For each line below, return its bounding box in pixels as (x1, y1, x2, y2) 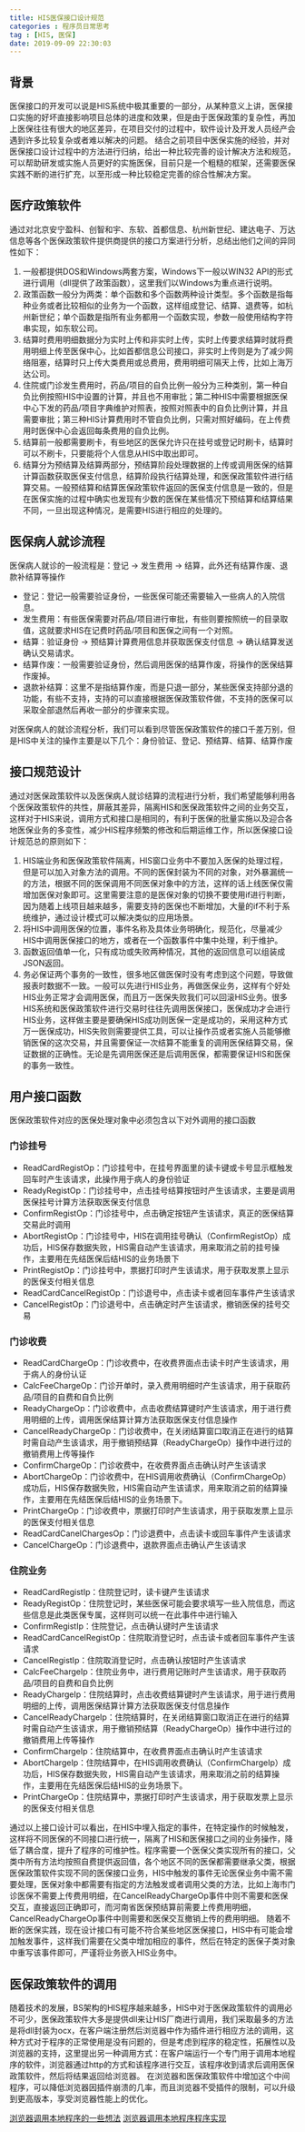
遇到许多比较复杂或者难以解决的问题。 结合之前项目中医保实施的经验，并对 (9, 135, 290, 146)
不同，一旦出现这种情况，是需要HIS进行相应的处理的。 (22, 504, 227, 515)
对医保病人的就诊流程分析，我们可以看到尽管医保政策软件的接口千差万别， (9, 723, 288, 734)
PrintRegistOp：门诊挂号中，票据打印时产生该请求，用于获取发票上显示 (22, 1264, 290, 1275)
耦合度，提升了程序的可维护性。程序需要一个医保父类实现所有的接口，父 (25, 1844, 296, 1856)
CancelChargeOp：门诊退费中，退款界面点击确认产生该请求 (22, 1539, 247, 1550)
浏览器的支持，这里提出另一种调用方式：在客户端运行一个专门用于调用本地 (9, 2048, 288, 2059)
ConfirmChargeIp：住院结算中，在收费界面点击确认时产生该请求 (22, 1746, 263, 1757)
